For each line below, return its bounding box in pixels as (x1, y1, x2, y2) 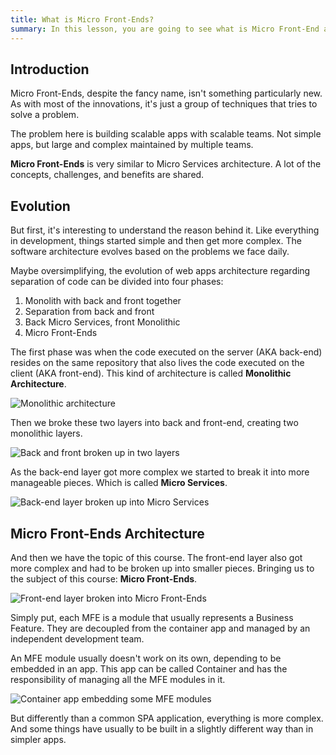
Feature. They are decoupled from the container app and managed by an (10, 622, 311, 634)
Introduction (10, 61, 90, 78)
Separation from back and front (24, 306, 155, 318)
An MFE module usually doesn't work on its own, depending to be (10, 652, 282, 664)
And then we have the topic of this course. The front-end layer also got (10, 551, 303, 563)
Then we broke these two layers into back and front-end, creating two (10, 417, 299, 429)
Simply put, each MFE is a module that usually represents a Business (10, 611, 294, 623)
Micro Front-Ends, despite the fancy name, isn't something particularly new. (10, 87, 323, 100)
